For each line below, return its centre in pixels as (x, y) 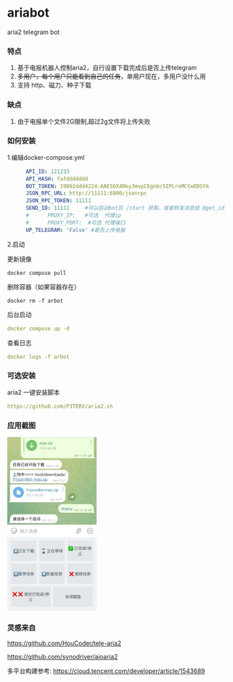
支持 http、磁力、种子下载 (54, 85)
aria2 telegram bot (34, 32)
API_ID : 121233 (48, 172)
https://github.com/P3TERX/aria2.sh (60, 406)
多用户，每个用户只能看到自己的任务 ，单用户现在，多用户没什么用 (111, 76)
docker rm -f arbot (35, 301)
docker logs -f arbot (38, 357)
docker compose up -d (38, 328)
